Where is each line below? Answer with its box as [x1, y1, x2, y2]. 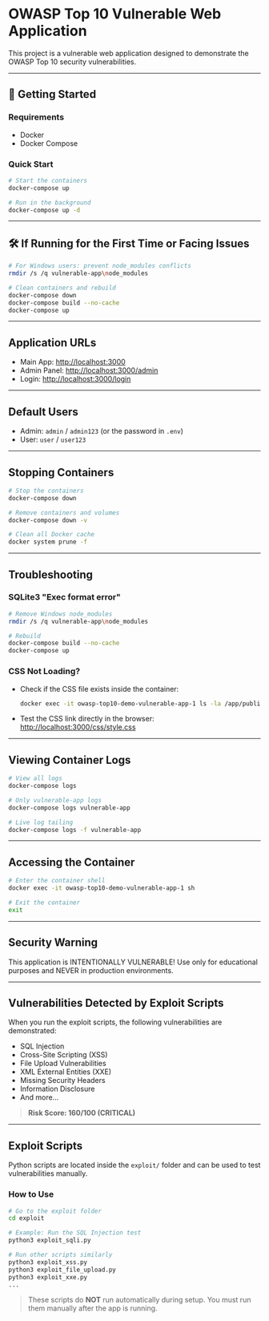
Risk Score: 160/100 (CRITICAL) [27, 1108, 136, 1118]
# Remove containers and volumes [8, 508, 120, 517]
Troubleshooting [8, 568, 94, 581]
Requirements [8, 111, 65, 123]
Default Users [8, 405, 78, 418]
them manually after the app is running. [27, 1303, 158, 1313]
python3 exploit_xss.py [8, 1258, 88, 1266]
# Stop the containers [8, 487, 84, 495]
